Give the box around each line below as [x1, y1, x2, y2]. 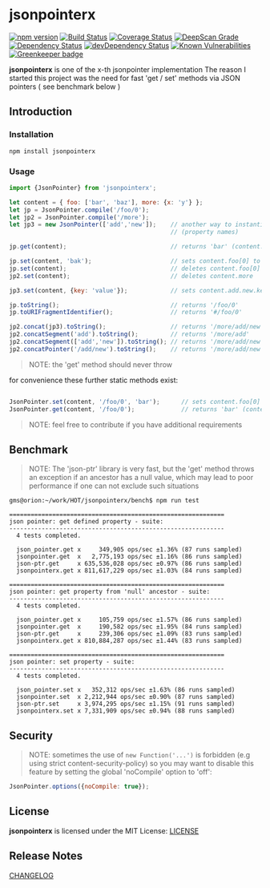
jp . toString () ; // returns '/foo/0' [9, 301, 240, 309]
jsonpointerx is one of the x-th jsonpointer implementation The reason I [9, 64, 247, 74]
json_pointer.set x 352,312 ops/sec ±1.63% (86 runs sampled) [16, 686, 236, 694]
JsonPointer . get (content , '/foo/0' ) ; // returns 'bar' [9, 405, 240, 414]
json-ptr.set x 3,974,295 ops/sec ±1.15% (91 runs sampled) [16, 700, 236, 708]
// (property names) [170, 228, 240, 236]
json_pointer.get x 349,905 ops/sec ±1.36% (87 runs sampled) [16, 546, 243, 554]
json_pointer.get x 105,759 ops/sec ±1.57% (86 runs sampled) [16, 616, 243, 624]
